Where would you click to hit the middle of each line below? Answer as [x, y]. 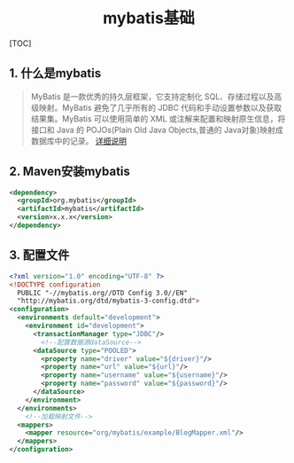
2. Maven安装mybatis [70, 172]
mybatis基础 [149, 18]
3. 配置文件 [39, 255]
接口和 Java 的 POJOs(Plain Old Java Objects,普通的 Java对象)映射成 [157, 129]
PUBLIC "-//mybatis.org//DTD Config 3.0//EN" [103, 293]
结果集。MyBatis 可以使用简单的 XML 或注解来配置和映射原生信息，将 [158, 118]
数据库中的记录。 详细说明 [78, 141]
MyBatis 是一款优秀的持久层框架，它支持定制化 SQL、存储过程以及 [152, 96]
